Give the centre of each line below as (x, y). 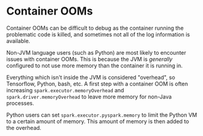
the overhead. (24, 127)
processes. (20, 103)
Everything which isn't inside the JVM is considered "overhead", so (91, 77)
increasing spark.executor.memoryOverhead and (65, 90)
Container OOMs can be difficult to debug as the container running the (95, 28)
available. (18, 41)
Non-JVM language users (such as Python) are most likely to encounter (96, 52)
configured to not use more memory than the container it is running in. (94, 66)
